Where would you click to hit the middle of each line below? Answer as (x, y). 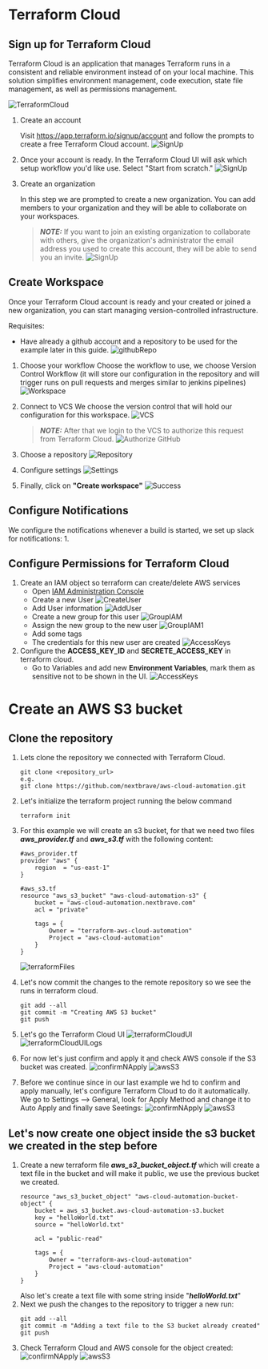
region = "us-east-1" (72, 868)
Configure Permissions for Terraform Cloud (119, 564)
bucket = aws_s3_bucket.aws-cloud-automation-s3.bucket (130, 1211)
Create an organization (58, 183)
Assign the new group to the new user (94, 626)
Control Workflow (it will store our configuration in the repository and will (140, 373)
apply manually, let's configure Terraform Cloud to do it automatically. (135, 1091)
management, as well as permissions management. (93, 89)
